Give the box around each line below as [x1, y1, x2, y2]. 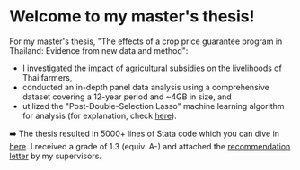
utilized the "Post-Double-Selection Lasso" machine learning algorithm [22, 100, 285, 111]
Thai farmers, [22, 72, 73, 82]
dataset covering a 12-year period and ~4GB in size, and [22, 91, 232, 102]
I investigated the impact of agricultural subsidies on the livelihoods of [22, 63, 283, 73]
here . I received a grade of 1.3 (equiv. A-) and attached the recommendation [9, 140, 291, 151]
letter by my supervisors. [9, 150, 101, 161]
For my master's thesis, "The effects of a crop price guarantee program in [9, 36, 283, 47]
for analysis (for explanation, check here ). [22, 110, 177, 121]
